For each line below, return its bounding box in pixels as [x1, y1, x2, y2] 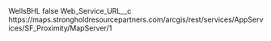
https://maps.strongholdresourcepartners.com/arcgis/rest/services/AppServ [8, 14, 264, 24]
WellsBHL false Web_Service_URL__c [8, 6, 132, 15]
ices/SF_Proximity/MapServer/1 [8, 23, 112, 33]
